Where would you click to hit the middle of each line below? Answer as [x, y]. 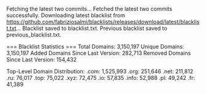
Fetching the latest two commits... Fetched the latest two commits [90, 9]
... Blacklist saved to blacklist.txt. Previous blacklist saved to [92, 28]
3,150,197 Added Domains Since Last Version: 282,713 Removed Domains [99, 53]
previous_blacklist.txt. [34, 35]
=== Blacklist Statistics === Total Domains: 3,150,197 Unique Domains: [95, 46]
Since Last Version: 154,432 [42, 60]
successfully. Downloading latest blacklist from [66, 15]
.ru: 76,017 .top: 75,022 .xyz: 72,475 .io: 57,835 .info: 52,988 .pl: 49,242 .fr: [101, 78]
